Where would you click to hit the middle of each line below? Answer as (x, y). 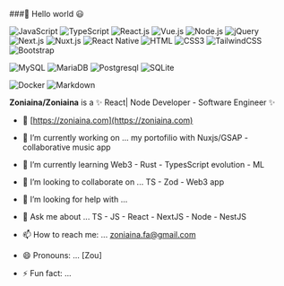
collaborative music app (66, 147)
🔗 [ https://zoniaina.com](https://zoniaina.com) (108, 120)
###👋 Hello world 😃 (47, 14)
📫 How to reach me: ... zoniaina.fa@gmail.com (109, 234)
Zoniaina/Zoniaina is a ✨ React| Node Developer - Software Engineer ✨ (142, 102)
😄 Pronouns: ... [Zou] (62, 255)
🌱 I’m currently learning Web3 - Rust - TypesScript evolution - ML (143, 165)
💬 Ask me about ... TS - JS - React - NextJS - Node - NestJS (134, 217)
